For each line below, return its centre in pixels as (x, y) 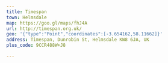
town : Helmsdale (26, 17)
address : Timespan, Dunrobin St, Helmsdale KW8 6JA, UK (78, 40)
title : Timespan (26, 12)
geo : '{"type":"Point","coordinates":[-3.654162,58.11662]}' (85, 34)
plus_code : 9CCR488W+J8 (36, 46)
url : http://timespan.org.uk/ (44, 28)
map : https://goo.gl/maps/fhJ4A (47, 23)
